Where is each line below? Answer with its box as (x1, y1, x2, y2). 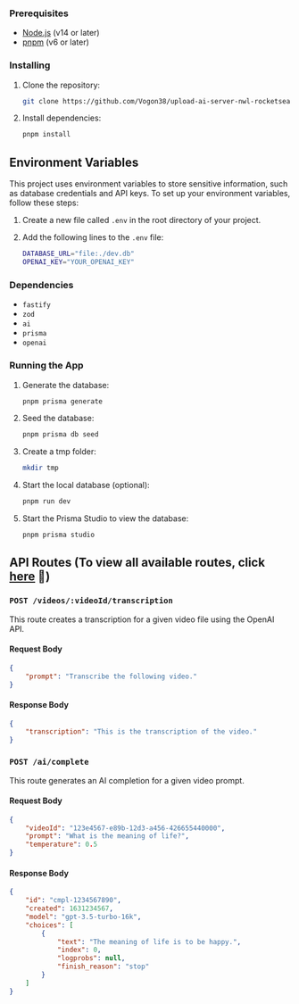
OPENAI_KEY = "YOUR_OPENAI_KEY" (21, 258, 136, 267)
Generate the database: (21, 379, 110, 390)
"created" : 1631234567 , (25, 904, 114, 913)
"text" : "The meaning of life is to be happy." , (56, 937, 242, 946)
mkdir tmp (21, 463, 60, 473)
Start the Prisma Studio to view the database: (21, 513, 189, 524)
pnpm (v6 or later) (21, 37, 89, 47)
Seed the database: (21, 413, 95, 424)
